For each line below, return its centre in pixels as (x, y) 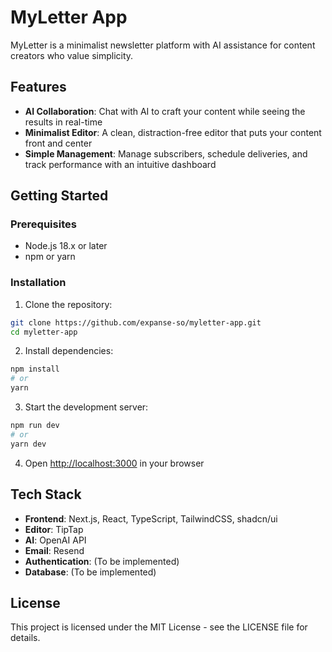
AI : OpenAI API (55, 540)
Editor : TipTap (54, 529)
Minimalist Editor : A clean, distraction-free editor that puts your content (173, 132)
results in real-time (63, 122)
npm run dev (35, 426)
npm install (35, 369)
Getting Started (59, 196)
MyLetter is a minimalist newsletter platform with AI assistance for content (163, 45)
